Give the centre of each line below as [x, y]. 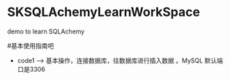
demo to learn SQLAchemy [46, 31]
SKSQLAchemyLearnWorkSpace [104, 12]
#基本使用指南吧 [31, 45]
